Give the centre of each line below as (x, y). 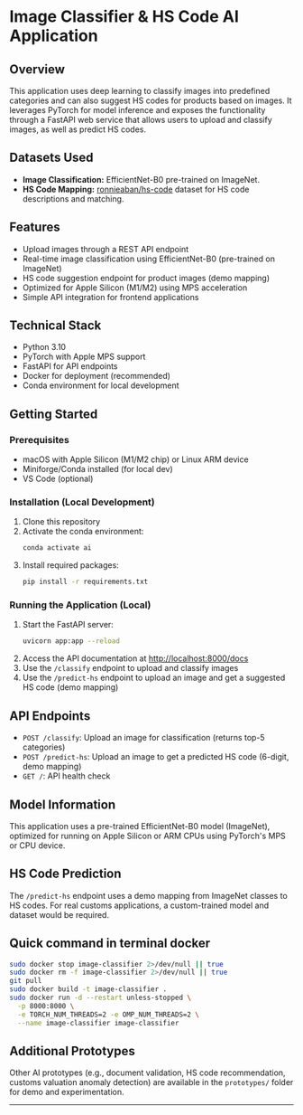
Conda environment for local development (101, 385)
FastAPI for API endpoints (70, 366)
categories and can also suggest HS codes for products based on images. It (151, 100)
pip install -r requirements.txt (85, 582)
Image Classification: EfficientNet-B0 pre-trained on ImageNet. (141, 179)
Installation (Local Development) (82, 502)
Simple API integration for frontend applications (110, 297)
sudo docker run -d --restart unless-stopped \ (101, 998)
